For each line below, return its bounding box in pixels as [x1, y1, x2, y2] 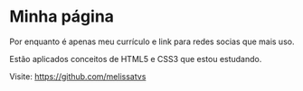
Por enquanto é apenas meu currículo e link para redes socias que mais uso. [9, 36, 295, 47]
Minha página [9, 6, 115, 27]
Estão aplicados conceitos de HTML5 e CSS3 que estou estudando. [9, 53, 262, 64]
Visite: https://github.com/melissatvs [9, 70, 147, 82]
